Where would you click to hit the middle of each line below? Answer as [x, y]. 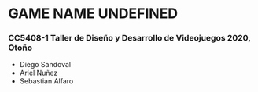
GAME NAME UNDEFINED [93, 14]
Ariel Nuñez [39, 73]
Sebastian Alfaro [46, 81]
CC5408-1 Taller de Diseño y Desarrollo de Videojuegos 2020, [129, 38]
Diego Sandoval [45, 65]
